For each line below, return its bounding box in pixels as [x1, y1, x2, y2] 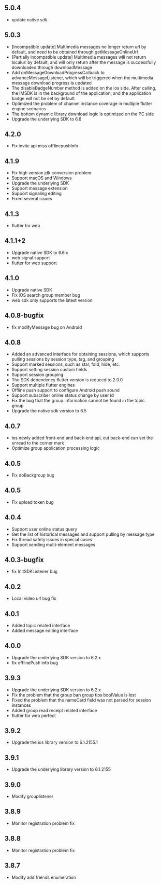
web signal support [11, 255, 50, 260]
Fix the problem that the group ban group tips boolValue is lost [11, 692, 136, 698]
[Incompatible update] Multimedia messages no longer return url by [11, 44, 146, 50]
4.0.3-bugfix [4, 556, 44, 564]
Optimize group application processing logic [11, 445, 100, 451]
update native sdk [11, 17, 48, 22]
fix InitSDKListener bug [11, 568, 58, 575]
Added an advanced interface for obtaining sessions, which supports [11, 351, 149, 357]
